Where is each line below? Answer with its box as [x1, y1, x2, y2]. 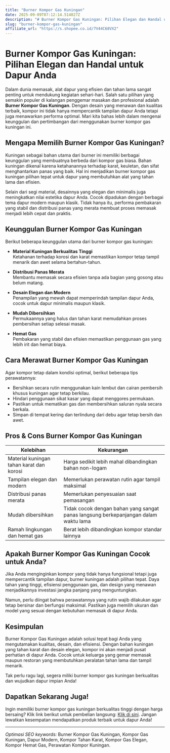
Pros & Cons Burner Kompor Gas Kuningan [5, 431, 142, 440]
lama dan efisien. [5, 179, 41, 185]
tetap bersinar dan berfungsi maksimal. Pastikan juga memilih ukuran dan [5, 602, 158, 608]
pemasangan [63, 497, 95, 504]
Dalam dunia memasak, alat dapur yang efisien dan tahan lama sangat [5, 87, 152, 93]
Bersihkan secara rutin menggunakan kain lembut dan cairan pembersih [12, 384, 163, 390]
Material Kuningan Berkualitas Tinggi [12, 248, 93, 254]
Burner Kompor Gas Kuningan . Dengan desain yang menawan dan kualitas [5, 102, 163, 109]
